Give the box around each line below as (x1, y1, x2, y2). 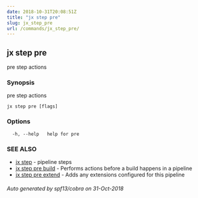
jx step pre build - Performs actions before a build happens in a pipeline (15, 165, 193, 172)
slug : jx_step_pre (7, 20, 53, 26)
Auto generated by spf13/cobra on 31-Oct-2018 (7, 185, 124, 192)
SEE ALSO (7, 145, 37, 153)
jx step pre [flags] (7, 103, 59, 109)
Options (7, 117, 31, 126)
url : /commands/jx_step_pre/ (7, 25, 80, 32)
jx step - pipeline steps (15, 158, 72, 165)
